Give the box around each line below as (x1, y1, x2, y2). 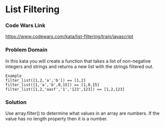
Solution (5, 98, 27, 105)
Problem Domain (5, 46, 48, 53)
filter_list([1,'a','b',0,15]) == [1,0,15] (5, 82, 100, 88)
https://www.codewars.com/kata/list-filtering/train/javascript (5, 33, 134, 39)
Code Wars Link (5, 22, 46, 29)
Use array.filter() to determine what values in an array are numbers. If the (5, 110, 160, 116)
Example (5, 73, 22, 78)
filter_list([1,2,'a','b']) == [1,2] (5, 78, 86, 83)
